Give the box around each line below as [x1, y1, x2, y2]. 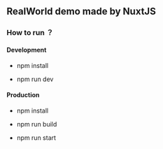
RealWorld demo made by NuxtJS [6, 6, 157, 17]
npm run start [16, 133, 57, 142]
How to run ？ [6, 28, 54, 38]
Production [6, 91, 40, 99]
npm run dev [16, 75, 54, 83]
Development [6, 45, 47, 54]
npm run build [16, 120, 57, 128]
